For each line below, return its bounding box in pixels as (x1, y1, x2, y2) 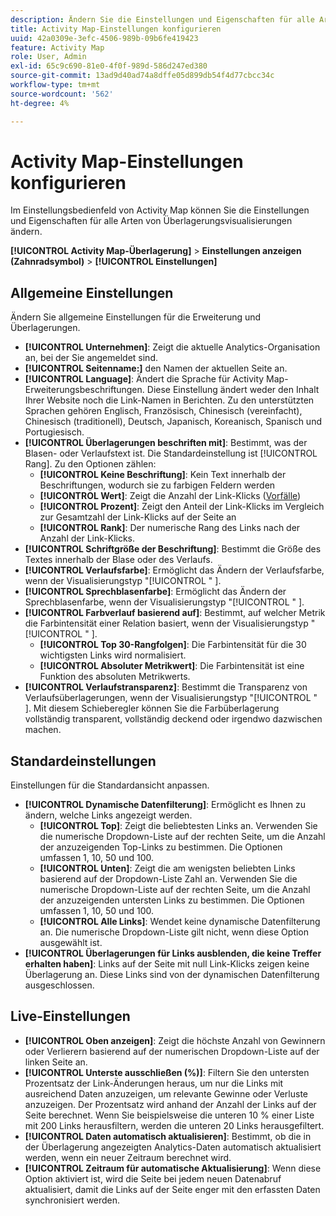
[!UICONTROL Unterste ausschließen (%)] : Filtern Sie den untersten (24, 1066, 310, 1078)
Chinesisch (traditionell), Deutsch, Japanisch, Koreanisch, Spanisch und (24, 416, 322, 428)
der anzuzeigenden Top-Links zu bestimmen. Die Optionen (39, 841, 283, 853)
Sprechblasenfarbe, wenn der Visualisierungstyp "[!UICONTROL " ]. (24, 596, 305, 608)
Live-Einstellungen (10, 1008, 131, 1025)
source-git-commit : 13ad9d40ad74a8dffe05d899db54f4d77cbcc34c (10, 71, 275, 81)
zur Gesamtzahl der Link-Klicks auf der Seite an (39, 511, 237, 523)
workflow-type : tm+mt (10, 80, 101, 90)
